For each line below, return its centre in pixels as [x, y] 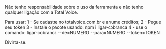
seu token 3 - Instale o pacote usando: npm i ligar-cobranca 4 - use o [76, 27]
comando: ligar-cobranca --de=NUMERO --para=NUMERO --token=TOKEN [83, 32]
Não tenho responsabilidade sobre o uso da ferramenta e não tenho [74, 7]
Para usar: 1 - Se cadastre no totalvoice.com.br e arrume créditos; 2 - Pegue [83, 22]
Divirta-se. [16, 42]
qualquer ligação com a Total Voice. [42, 12]
